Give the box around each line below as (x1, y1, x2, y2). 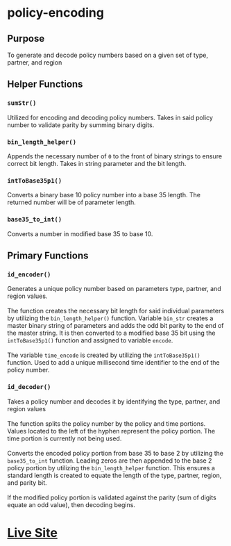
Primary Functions (7, 249, 89, 261)
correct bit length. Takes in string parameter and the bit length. (7, 159, 187, 167)
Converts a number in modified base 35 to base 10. (7, 229, 153, 238)
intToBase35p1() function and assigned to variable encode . (7, 336, 173, 345)
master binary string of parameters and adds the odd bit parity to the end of (7, 322, 224, 330)
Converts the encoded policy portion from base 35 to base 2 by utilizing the (7, 449, 224, 457)
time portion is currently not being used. (7, 434, 122, 442)
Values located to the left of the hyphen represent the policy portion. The (7, 427, 216, 435)
